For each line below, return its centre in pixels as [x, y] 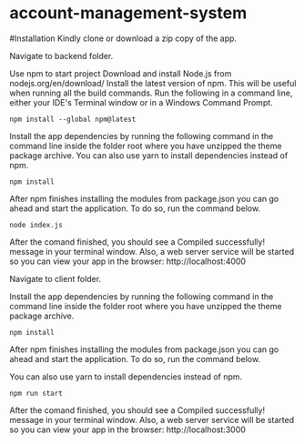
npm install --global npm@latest [73, 119]
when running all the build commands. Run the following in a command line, [151, 93]
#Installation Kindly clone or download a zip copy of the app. [123, 38]
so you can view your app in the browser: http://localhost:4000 [128, 261]
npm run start [36, 393]
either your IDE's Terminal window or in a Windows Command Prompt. [141, 102]
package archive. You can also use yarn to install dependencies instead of [149, 155]
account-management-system [128, 13]
